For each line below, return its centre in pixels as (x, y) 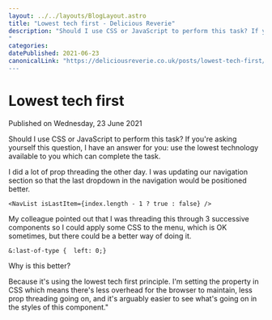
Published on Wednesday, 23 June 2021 (75, 123)
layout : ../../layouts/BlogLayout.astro (78, 16)
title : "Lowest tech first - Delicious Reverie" (92, 23)
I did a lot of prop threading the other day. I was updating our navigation (128, 171)
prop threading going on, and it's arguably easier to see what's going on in (133, 298)
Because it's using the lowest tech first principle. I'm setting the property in (134, 281)
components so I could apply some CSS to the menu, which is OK (118, 227)
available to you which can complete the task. (85, 156)
